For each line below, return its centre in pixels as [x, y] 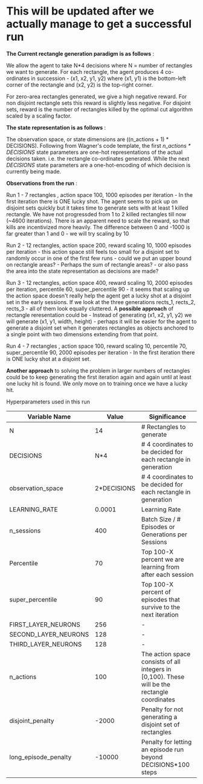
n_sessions [25, 530]
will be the [156, 684]
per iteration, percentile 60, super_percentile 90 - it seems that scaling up [98, 289]
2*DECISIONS [115, 488]
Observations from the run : [42, 183]
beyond [152, 757]
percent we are [163, 559]
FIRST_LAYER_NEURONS [45, 624]
